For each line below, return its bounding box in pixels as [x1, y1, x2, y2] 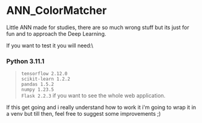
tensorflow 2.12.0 [21, 71, 68, 77]
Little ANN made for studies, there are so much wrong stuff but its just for [6, 24, 189, 31]
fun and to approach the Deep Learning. [6, 30, 106, 37]
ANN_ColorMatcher [6, 4, 107, 18]
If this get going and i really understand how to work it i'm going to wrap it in [6, 104, 197, 111]
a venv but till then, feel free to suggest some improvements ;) [6, 110, 161, 118]
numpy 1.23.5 [21, 87, 54, 93]
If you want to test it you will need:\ [6, 42, 94, 49]
